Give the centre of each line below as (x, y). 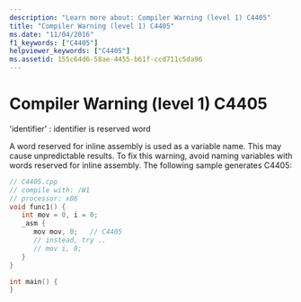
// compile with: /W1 (50, 190)
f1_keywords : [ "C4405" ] (54, 43)
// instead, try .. (69, 240)
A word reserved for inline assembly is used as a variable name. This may (146, 146)
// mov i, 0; (58, 248)
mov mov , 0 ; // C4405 (78, 232)
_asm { (34, 224)
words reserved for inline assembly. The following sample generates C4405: (151, 165)
